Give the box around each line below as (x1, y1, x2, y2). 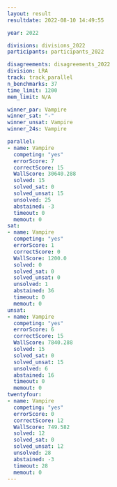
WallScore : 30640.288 (13, 170, 77, 178)
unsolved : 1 (13, 280, 49, 288)
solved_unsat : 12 (13, 443, 64, 450)
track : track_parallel (7, 74, 73, 81)
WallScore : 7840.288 (13, 339, 73, 346)
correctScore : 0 (13, 248, 61, 255)
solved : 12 (13, 430, 45, 437)
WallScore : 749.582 (13, 424, 70, 430)
